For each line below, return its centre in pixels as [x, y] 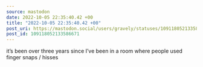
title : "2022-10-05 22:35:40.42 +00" [54, 23]
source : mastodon [28, 12]
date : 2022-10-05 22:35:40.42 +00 [50, 17]
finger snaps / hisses [32, 57]
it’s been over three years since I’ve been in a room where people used [95, 51]
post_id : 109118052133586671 [43, 34]
